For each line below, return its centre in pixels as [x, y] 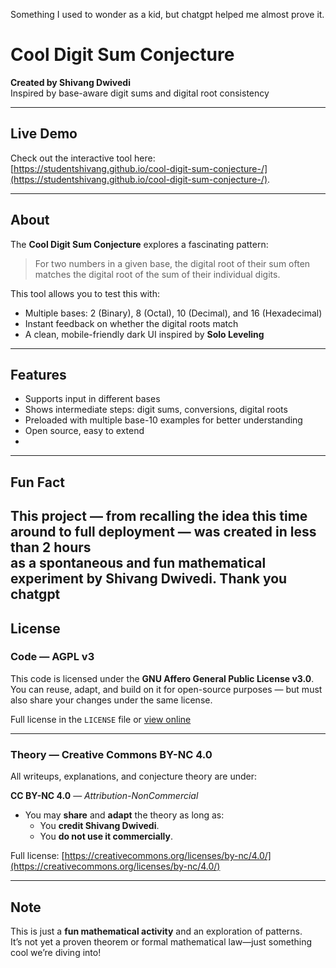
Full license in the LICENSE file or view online [101, 719]
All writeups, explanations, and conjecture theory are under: [134, 776]
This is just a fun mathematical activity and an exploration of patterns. [156, 931]
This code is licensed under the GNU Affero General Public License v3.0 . [162, 678]
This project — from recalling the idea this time [159, 516]
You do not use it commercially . [106, 836]
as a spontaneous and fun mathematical [138, 563]
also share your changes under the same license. [111, 700]
